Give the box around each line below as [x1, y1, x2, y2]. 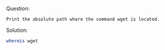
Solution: [6, 26, 28, 34]
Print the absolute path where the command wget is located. [6, 16, 160, 22]
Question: [6, 5, 30, 12]
